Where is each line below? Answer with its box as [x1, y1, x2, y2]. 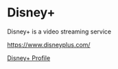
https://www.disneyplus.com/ [7, 40, 91, 49]
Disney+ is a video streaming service [7, 27, 112, 36]
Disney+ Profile [7, 53, 51, 62]
